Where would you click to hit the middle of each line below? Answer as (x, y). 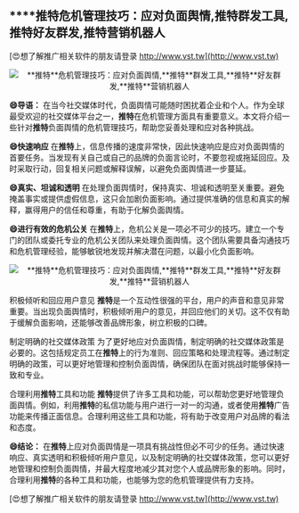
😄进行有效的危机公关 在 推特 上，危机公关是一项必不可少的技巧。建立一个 (143, 228)
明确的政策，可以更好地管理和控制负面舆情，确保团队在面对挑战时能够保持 (145, 363)
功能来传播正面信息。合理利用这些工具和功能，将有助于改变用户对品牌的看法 (149, 416)
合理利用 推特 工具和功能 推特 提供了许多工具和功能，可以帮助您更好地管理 (143, 393)
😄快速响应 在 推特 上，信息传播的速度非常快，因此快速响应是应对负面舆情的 (147, 146)
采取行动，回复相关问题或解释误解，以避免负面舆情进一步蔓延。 (133, 169)
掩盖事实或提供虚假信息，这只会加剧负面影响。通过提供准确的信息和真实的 (145, 198)
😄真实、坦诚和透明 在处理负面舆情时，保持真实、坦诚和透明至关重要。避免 (147, 187)
